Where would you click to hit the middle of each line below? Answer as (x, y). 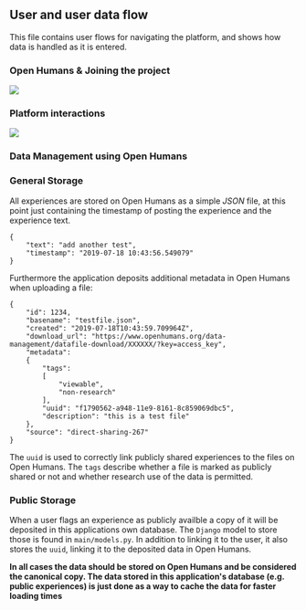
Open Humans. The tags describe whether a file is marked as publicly (141, 467)
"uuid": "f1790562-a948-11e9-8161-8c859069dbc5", (138, 408)
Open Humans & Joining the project (90, 70)
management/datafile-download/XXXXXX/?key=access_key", (118, 344)
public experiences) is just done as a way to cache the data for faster (143, 586)
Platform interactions (58, 113)
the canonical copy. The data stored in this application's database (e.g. (147, 576)
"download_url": (57, 336)
